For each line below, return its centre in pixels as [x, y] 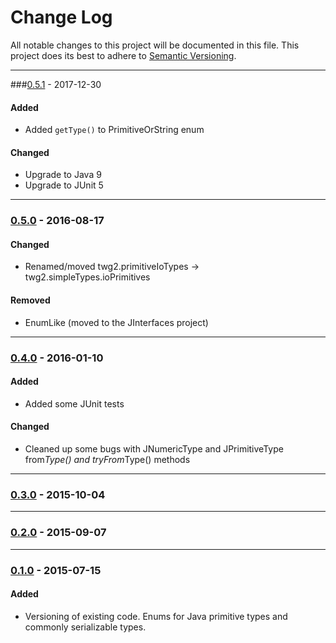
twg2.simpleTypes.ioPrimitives [87, 277]
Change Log [61, 17]
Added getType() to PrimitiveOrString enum [114, 130]
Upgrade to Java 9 [63, 175]
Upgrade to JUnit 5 [64, 185]
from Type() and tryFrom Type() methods [107, 459]
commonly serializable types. [85, 627]
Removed [30, 300]
